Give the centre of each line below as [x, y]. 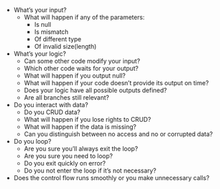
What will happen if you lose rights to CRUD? [87, 119]
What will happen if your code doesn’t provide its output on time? [116, 83]
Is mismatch [51, 32]
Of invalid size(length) [65, 46]
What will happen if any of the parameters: [84, 17]
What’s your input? [40, 10]
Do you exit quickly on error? [65, 163]
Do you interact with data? [51, 105]
